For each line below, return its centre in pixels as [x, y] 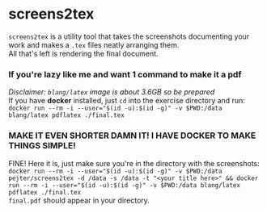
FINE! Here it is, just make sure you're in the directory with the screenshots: [134, 163]
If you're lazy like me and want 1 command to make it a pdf [125, 74]
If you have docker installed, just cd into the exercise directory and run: [127, 101]
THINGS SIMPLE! [42, 146]
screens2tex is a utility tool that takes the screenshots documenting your [129, 36]
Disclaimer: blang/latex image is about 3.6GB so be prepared [112, 92]
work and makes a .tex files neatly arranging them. [94, 44]
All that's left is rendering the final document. [84, 53]
